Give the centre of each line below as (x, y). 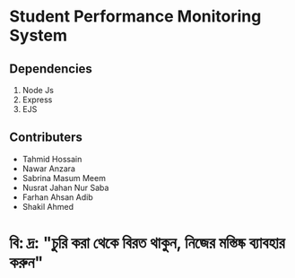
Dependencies (51, 69)
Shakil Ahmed (48, 206)
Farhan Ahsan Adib (58, 197)
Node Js (38, 90)
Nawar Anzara (49, 169)
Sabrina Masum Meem (64, 178)
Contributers (46, 138)
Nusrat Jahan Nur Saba (65, 187)
